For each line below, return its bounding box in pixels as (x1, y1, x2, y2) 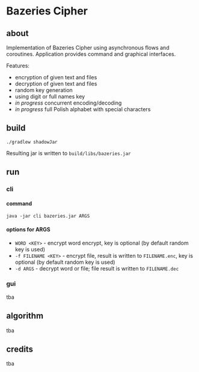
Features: (6, 62, 30, 69)
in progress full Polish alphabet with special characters (14, 106, 151, 112)
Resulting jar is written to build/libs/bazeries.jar (6, 149, 131, 157)
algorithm (6, 311, 44, 321)
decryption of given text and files (14, 80, 97, 87)
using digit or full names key (14, 93, 85, 100)
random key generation (14, 87, 73, 94)
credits (6, 344, 34, 355)
